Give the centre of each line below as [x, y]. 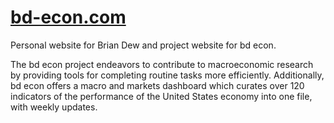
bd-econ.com [68, 17]
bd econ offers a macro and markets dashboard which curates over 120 [157, 85]
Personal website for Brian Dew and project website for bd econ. [143, 45]
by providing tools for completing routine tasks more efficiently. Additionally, [167, 75]
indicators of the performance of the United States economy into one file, [161, 96]
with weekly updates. [54, 107]
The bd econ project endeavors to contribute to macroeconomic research [162, 64]
